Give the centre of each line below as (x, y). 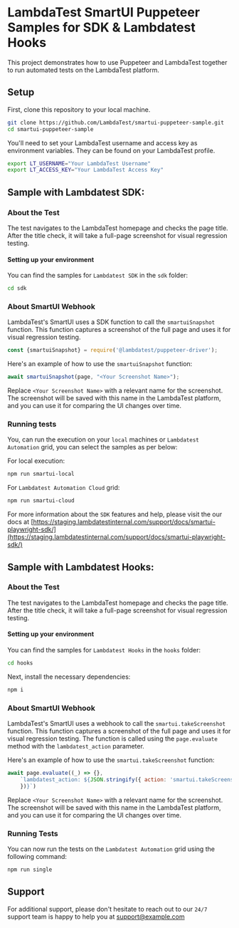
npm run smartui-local (41, 474)
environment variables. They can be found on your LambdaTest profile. (111, 150)
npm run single (30, 870)
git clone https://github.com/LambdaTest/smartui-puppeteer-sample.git (116, 122)
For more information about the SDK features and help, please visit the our (115, 514)
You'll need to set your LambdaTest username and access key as (102, 142)
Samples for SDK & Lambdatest (101, 27)
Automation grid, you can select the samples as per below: (92, 447)
